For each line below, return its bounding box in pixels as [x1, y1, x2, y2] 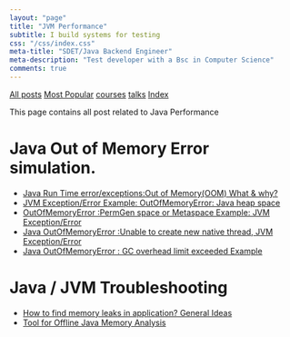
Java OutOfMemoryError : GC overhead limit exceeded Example [22, 245, 263, 256]
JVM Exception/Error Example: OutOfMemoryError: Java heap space [22, 197, 281, 208]
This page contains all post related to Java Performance [9, 106, 220, 117]
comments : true [9, 64, 67, 74]
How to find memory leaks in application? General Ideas [22, 307, 233, 318]
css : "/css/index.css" [9, 38, 95, 48]
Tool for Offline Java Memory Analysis [22, 317, 166, 328]
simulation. [9, 158, 96, 178]
